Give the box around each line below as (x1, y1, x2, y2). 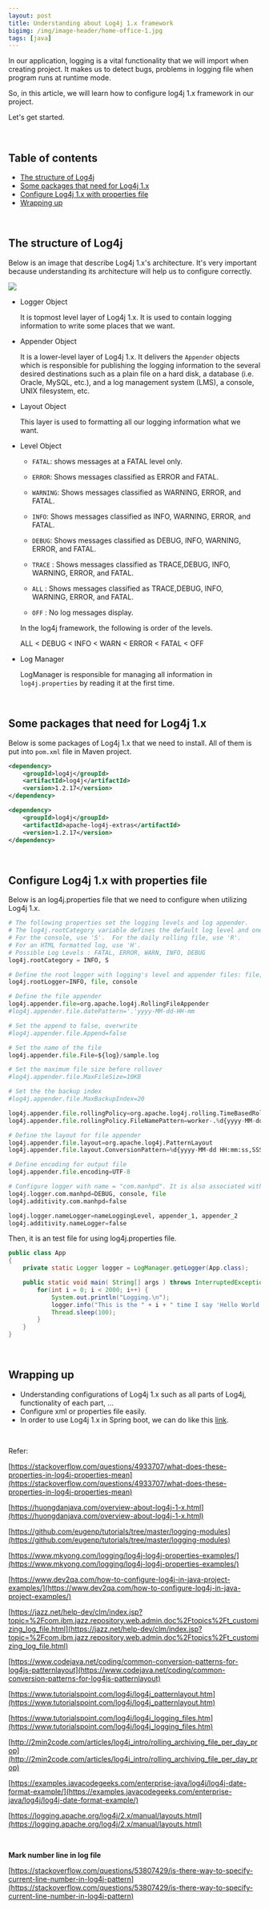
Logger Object (19, 297, 68, 307)
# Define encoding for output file (8, 1161, 127, 1169)
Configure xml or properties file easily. (19, 1406, 147, 1416)
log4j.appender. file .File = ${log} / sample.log (8, 1051, 159, 1059)
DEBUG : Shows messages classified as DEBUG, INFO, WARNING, (31, 535, 242, 545)
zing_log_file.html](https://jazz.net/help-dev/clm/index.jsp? (8, 1624, 203, 1634)
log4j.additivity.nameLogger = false (8, 1219, 127, 1227)
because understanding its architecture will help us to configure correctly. (8, 266, 252, 276)
